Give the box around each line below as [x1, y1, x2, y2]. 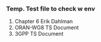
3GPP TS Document [14, 30, 64, 37]
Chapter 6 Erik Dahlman [14, 18, 73, 25]
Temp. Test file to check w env [6, 5, 96, 13]
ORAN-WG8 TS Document [14, 24, 79, 31]
